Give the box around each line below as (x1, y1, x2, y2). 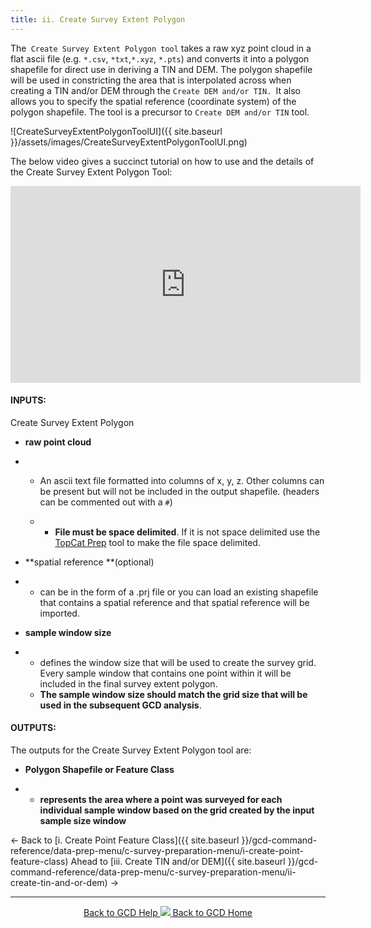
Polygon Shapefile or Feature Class (24, 764, 175, 776)
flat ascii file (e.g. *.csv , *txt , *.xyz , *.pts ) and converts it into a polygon (10, 52, 310, 65)
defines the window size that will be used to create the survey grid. (39, 656, 317, 668)
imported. (39, 607, 80, 619)
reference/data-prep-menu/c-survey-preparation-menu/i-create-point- (10, 845, 304, 857)
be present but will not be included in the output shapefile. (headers (39, 485, 320, 497)
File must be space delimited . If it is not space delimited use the (54, 526, 321, 538)
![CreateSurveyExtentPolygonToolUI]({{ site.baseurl (10, 125, 223, 137)
